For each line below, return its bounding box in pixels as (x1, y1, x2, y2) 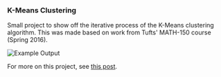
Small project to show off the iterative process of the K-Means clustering (7, 21, 215, 30)
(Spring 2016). (7, 36, 48, 44)
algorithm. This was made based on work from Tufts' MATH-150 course (7, 28, 211, 36)
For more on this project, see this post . (7, 63, 118, 71)
